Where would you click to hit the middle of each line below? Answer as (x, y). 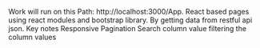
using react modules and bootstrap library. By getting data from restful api (130, 20)
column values (32, 37)
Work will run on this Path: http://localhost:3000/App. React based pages (129, 12)
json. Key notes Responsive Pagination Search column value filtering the (127, 28)
